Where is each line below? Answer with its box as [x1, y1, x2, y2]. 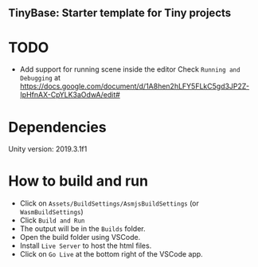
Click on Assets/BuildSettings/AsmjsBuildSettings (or [19, 198, 199, 208]
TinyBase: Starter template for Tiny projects [8, 6, 232, 20]
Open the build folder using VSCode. [19, 233, 141, 242]
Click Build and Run [19, 215, 85, 226]
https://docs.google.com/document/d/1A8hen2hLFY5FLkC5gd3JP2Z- [19, 81, 250, 91]
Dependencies [8, 118, 107, 136]
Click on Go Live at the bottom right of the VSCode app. [19, 249, 203, 259]
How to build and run [8, 172, 149, 190]
